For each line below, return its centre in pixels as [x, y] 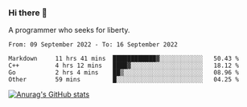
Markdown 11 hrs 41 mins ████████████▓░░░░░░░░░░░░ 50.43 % [124, 59]
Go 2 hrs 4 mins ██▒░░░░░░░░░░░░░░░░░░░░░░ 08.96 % [124, 73]
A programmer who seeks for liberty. [69, 30]
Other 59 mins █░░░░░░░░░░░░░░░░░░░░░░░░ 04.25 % [124, 80]
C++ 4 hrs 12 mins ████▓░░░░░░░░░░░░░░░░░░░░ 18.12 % [124, 66]
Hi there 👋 [28, 13]
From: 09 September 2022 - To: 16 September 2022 [93, 45]
